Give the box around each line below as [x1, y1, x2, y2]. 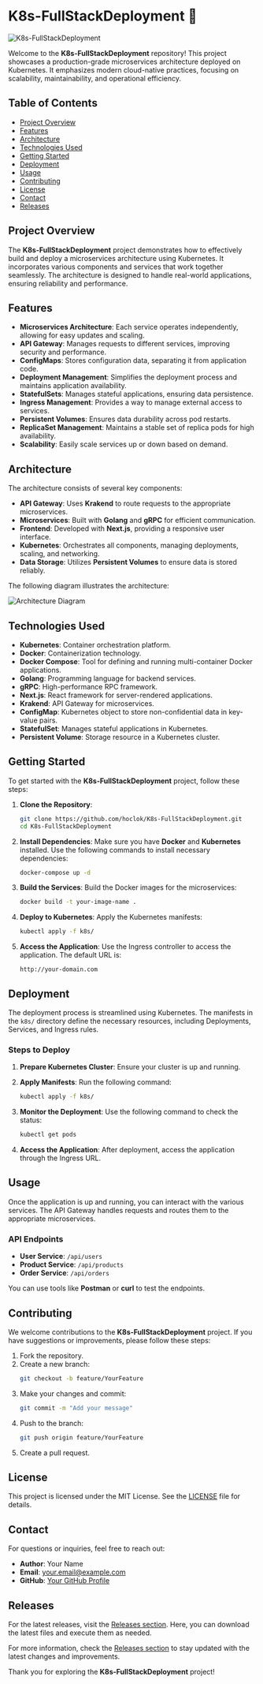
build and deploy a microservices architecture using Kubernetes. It [8, 253, 224, 263]
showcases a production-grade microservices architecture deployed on [8, 57, 241, 66]
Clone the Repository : [19, 800, 93, 809]
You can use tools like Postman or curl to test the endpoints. [8, 1283, 206, 1293]
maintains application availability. [19, 381, 128, 390]
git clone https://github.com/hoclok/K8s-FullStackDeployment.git [19, 815, 243, 823]
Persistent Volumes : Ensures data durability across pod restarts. [19, 414, 231, 424]
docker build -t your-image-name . [19, 898, 137, 906]
